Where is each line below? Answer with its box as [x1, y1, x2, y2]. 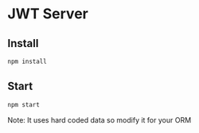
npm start [7, 100, 41, 108]
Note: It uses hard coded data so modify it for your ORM [7, 115, 192, 124]
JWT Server [7, 5, 88, 23]
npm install [7, 57, 47, 65]
